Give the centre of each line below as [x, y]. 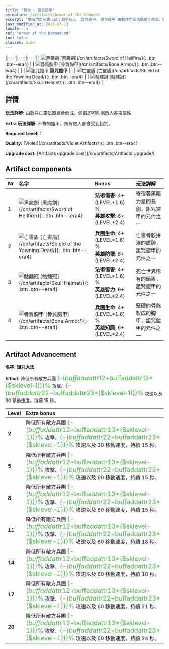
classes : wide [20, 43]
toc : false [17, 38]
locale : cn [17, 29]
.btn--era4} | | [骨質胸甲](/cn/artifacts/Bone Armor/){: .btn [77, 64]
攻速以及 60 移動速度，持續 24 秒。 [118, 638]
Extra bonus [41, 413]
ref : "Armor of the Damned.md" [38, 33]
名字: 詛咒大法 [20, 367]
